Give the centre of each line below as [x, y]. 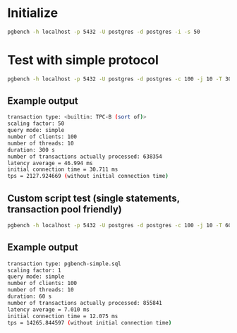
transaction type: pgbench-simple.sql [64, 264]
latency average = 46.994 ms [50, 163]
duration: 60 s [30, 297]
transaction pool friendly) [65, 209]
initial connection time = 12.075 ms [63, 316]
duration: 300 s [31, 150]
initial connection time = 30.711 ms [63, 170]
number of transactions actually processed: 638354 [85, 157]
